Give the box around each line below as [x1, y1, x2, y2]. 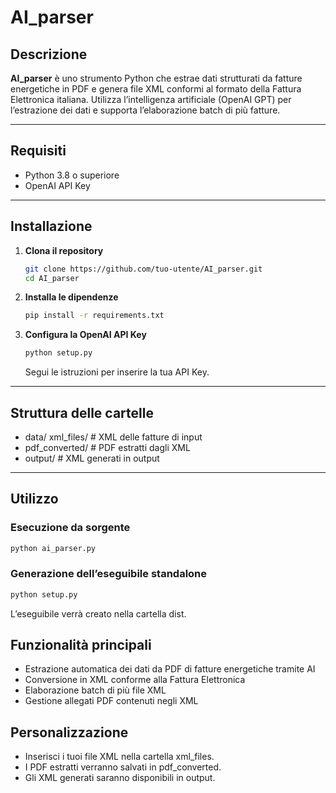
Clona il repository [24, 244, 104, 256]
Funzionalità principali [10, 637, 152, 654]
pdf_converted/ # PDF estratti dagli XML [24, 441, 191, 453]
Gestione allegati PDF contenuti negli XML [24, 695, 199, 707]
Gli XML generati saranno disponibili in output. [24, 772, 216, 784]
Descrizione [10, 46, 88, 63]
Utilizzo [10, 491, 59, 508]
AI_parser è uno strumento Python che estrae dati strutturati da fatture [10, 72, 303, 84]
